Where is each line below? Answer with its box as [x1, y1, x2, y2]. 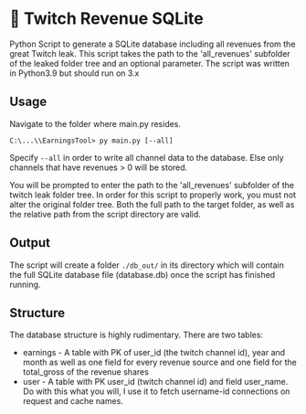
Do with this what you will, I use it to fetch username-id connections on [22, 386, 290, 397]
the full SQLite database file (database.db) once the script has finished [9, 269, 276, 280]
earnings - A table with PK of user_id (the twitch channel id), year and [22, 347, 286, 358]
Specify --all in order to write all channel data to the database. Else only [9, 152, 285, 163]
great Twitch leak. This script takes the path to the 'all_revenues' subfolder [9, 48, 290, 58]
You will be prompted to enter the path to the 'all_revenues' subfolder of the [9, 179, 295, 190]
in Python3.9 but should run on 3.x [9, 68, 140, 79]
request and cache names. [22, 396, 123, 407]
